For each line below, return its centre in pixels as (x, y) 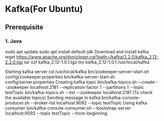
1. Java (14, 41)
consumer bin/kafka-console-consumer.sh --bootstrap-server (68, 108)
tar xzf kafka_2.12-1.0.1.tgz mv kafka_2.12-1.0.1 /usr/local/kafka (87, 62)
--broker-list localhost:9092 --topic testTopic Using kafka (89, 103)
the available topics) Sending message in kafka (53, 97)
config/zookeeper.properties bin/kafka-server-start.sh (60, 76)
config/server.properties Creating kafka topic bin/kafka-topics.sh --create (80, 82)
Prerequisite (24, 27)
